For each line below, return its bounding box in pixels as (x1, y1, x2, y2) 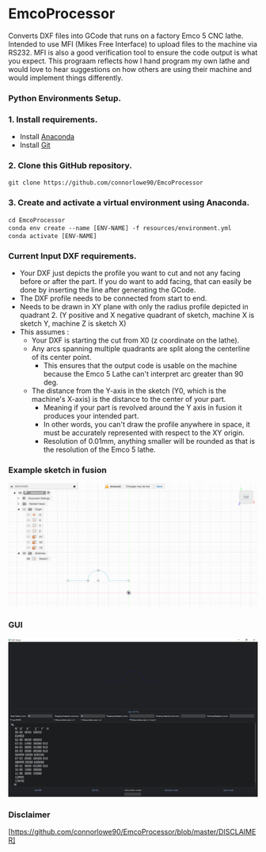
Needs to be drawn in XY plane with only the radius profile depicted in (19, 302, 249, 312)
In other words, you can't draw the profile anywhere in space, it (43, 420, 251, 430)
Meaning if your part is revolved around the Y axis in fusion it (43, 403, 242, 412)
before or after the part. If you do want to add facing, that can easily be (19, 277, 252, 286)
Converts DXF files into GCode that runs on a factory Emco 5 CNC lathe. (8, 31, 244, 40)
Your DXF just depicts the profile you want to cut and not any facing (19, 268, 241, 278)
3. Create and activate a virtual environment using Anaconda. (8, 197, 250, 208)
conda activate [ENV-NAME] (8, 232, 97, 240)
